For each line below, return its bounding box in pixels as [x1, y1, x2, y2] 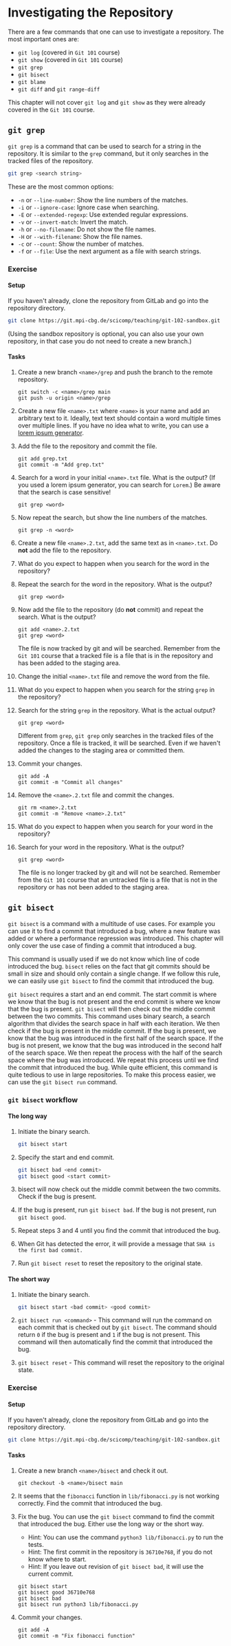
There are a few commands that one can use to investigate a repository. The [8, 28, 224, 36]
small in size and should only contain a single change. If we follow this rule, [8, 969, 221, 978]
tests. [27, 1540, 44, 1548]
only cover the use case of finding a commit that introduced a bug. [8, 941, 197, 949]
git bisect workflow [8, 1095, 78, 1104]
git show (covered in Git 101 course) [17, 55, 123, 63]
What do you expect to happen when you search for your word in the [17, 822, 214, 830]
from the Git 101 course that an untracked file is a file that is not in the [17, 876, 218, 884]
